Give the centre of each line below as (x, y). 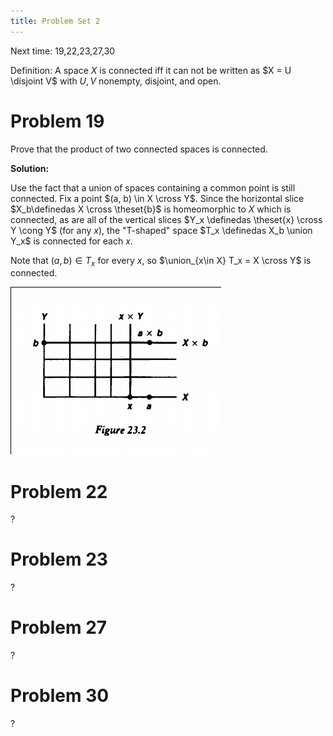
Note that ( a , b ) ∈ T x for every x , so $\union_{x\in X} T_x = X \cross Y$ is (161, 261)
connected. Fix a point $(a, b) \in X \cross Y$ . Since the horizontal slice (157, 198)
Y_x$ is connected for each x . (71, 241)
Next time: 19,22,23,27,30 (63, 51)
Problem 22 (59, 491)
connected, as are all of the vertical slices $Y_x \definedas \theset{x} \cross (166, 219)
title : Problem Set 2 (55, 21)
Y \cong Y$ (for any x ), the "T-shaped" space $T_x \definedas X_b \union (161, 230)
